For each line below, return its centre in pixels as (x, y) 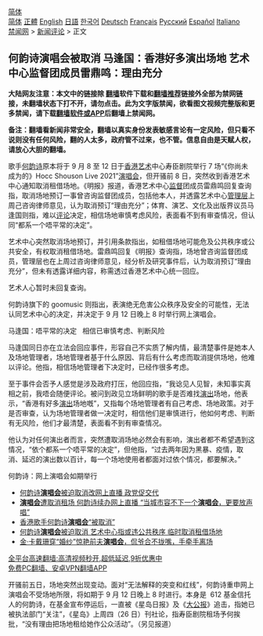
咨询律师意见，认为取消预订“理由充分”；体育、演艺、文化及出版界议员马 (138, 205)
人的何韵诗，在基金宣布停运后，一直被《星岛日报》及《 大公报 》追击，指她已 (131, 604)
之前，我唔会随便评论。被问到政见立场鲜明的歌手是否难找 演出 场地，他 (128, 393)
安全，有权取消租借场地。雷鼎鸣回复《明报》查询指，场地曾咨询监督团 (128, 251)
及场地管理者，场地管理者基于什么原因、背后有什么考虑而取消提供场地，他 (128, 357)
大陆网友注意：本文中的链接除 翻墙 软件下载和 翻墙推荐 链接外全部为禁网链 (126, 93)
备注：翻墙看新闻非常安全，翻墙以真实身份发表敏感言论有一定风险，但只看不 (131, 129)
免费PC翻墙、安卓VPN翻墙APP (58, 568)
